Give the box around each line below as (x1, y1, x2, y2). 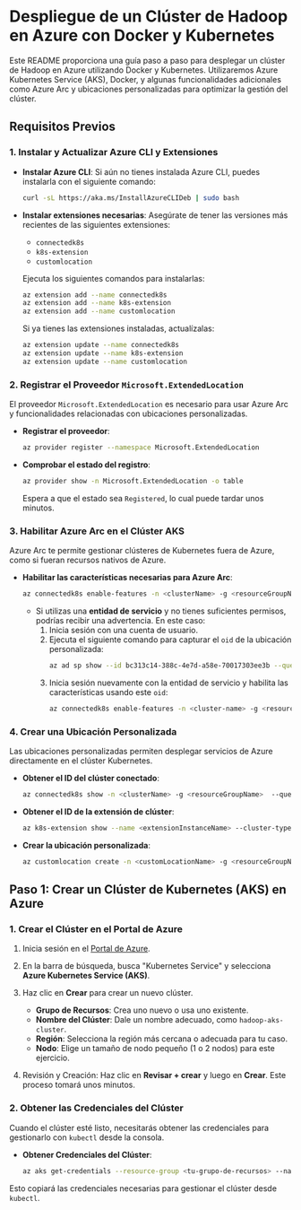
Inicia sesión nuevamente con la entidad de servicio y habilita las (48, 677, 288, 688)
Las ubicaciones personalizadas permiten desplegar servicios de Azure (9, 746, 273, 757)
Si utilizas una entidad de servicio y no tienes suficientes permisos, (35, 605, 287, 616)
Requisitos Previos (9, 119, 116, 135)
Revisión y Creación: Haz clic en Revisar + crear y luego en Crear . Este (21, 1070, 287, 1081)
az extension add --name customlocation (21, 307, 176, 316)
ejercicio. (35, 1052, 70, 1064)
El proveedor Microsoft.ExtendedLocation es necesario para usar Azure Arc (9, 399, 288, 410)
